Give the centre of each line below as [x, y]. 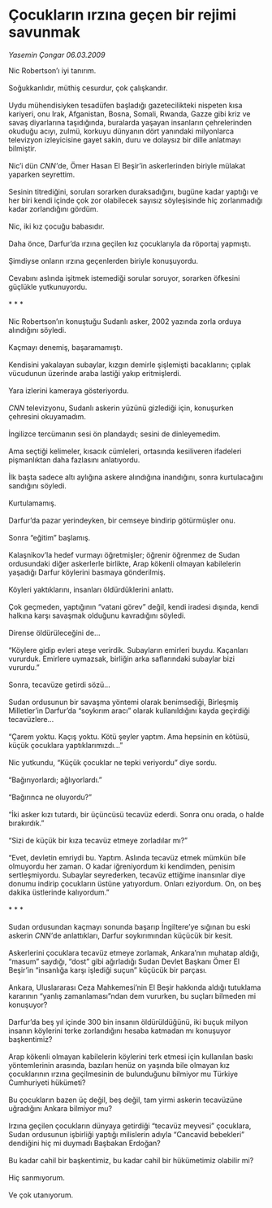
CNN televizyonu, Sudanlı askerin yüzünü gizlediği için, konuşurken [121, 408]
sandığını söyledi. [38, 485]
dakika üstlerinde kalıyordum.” [59, 892]
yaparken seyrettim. [42, 174]
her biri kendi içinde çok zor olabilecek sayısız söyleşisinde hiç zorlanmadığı [136, 200]
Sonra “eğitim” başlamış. [50, 537]
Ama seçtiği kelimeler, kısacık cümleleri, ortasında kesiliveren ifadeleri [125, 451]
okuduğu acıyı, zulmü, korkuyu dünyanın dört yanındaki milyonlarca [121, 131]
